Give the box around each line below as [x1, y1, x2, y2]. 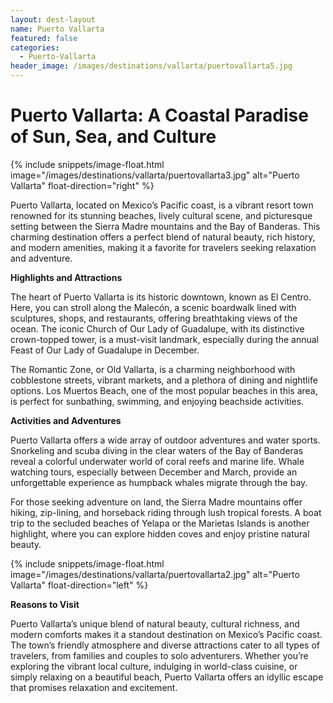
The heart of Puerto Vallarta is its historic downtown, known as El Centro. [10, 291, 312, 303]
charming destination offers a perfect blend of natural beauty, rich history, [10, 231, 316, 243]
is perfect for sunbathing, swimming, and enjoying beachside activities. [10, 395, 305, 407]
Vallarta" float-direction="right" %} [10, 179, 155, 191]
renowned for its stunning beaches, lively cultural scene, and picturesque [10, 209, 313, 221]
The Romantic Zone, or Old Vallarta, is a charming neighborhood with [10, 363, 296, 375]
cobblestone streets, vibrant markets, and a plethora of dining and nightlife [10, 374, 318, 386]
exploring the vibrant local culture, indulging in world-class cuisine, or [10, 660, 298, 672]
